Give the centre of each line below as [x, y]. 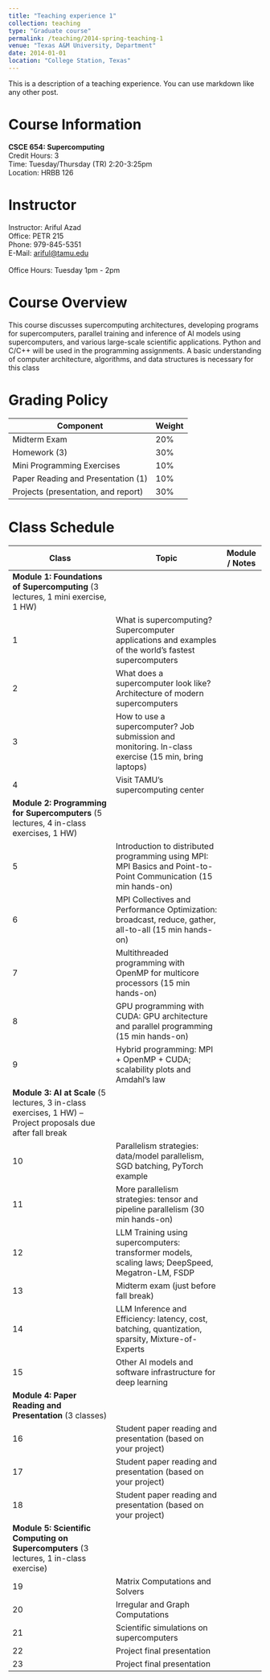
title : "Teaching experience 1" [62, 16]
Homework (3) [40, 452]
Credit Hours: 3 [34, 155]
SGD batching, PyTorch [159, 1166]
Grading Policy [58, 400]
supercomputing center [160, 789]
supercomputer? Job [155, 727]
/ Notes [241, 562]
